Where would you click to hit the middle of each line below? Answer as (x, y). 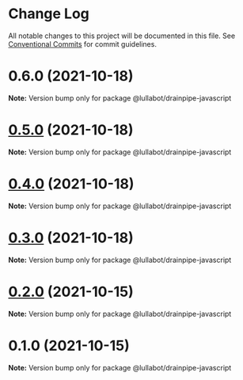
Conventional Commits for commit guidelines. (82, 44)
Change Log (49, 14)
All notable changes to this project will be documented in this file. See (122, 36)
